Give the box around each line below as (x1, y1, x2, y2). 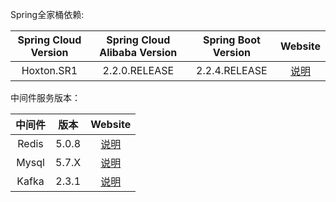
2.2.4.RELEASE (196, 64, 268, 77)
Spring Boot (202, 33, 261, 47)
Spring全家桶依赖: (10, 9, 85, 20)
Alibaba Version (99, 46, 178, 59)
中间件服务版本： (10, 92, 81, 103)
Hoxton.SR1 (21, 64, 78, 77)
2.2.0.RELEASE (102, 64, 175, 77)
